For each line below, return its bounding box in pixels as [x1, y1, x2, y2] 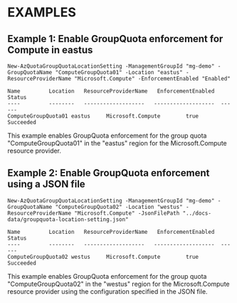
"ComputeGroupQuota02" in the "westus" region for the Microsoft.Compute [7, 279, 230, 288]
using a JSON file [7, 178, 85, 190]
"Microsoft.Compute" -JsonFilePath [74, 210, 180, 217]
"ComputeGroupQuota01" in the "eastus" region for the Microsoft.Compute [7, 139, 228, 147]
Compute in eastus [7, 43, 93, 56]
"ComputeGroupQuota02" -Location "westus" [55, 203, 183, 210]
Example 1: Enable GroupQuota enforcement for [7, 33, 223, 45]
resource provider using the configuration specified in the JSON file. [7, 287, 208, 296]
